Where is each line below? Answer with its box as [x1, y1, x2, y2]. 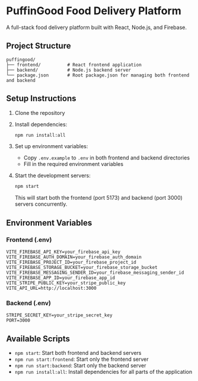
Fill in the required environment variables [23, 161, 123, 168]
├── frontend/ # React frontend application [6, 62, 142, 68]
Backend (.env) [6, 299, 52, 307]
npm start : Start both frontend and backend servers [14, 350, 142, 357]
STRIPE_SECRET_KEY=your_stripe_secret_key [6, 312, 113, 318]
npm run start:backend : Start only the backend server [14, 362, 146, 369]
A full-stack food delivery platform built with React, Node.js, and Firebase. [6, 24, 187, 31]
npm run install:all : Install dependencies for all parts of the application [14, 369, 193, 376]
